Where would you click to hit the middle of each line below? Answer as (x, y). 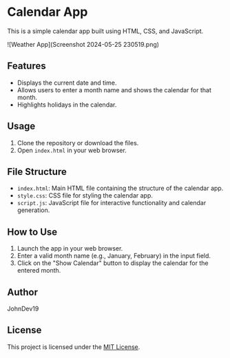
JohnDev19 (23, 308)
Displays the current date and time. (67, 83)
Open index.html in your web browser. (72, 150)
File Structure (37, 172)
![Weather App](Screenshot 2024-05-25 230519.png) (83, 44)
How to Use (32, 232)
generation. (33, 210)
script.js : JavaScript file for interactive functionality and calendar (112, 203)
